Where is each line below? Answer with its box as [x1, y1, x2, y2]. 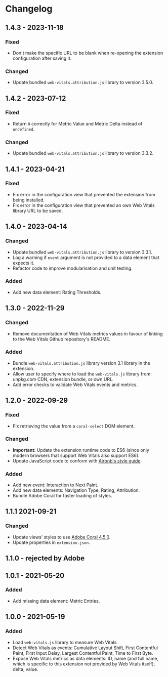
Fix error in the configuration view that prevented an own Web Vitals [12, 202, 155, 208]
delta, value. [12, 666, 39, 672]
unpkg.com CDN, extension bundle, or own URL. [12, 376, 114, 382]
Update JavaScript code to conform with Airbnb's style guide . [12, 457, 142, 463]
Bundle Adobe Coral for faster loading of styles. [12, 493, 112, 499]
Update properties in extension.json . [12, 539, 90, 545]
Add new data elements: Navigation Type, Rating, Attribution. [12, 487, 140, 493]
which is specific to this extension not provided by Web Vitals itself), [12, 661, 155, 667]
